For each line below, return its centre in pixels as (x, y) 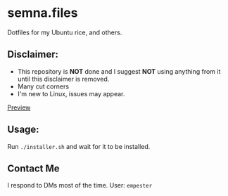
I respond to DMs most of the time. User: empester (80, 185)
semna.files (43, 13)
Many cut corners (43, 86)
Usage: (24, 130)
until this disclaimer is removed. (63, 79)
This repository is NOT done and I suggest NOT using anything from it (119, 71)
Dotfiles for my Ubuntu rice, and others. (65, 32)
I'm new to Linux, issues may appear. (71, 93)
